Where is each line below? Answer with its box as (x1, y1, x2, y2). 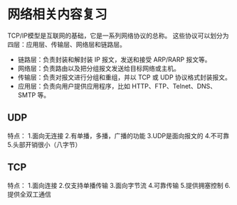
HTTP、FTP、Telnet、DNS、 (131, 82, 217, 90)
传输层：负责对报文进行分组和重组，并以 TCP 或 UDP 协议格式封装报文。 (17, 72, 231, 82)
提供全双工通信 (7, 189, 51, 199)
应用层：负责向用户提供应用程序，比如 (17, 82, 130, 90)
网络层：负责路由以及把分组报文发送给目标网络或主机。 (17, 64, 180, 72)
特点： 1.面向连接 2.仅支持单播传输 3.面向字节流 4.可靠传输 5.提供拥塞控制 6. (7, 181, 231, 189)
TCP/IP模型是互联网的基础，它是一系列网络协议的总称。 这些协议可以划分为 (7, 31, 229, 40)
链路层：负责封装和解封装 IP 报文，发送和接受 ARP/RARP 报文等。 (17, 55, 211, 64)
